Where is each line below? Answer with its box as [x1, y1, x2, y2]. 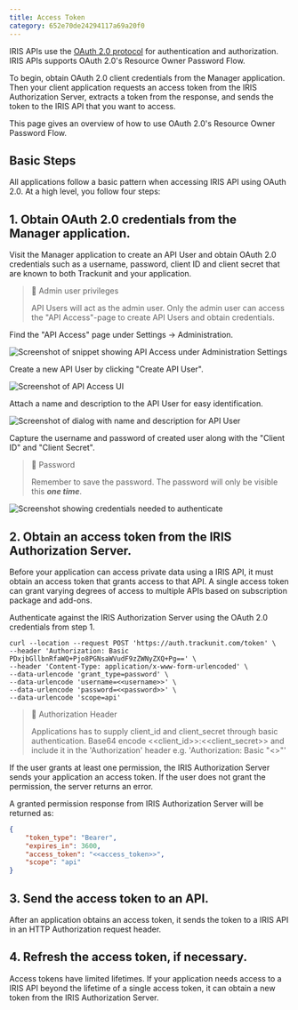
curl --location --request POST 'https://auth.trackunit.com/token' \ [9, 638, 277, 647]
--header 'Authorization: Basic [9, 646, 129, 655]
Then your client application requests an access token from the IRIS [9, 82, 258, 92]
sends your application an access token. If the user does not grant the [9, 771, 267, 782]
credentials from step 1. [9, 621, 95, 632]
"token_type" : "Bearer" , [25, 833, 117, 842]
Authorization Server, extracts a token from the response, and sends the [9, 91, 274, 102]
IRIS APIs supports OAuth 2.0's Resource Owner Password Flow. [9, 55, 246, 66]
